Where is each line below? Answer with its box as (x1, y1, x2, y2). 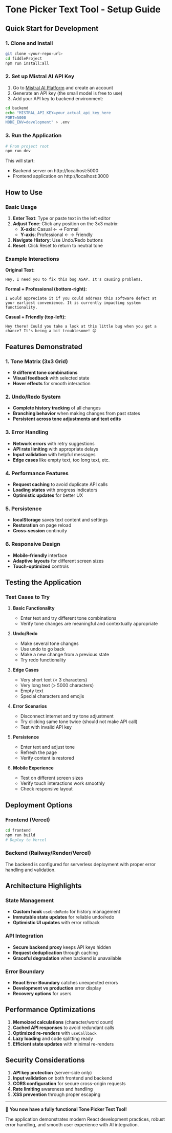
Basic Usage (5, 203, 37, 210)
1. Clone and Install (5, 40, 53, 47)
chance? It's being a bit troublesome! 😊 (5, 328, 97, 334)
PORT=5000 (5, 115, 27, 120)
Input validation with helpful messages (12, 451, 96, 457)
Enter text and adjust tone (20, 744, 75, 750)
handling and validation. (5, 867, 56, 873)
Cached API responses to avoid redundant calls (12, 1024, 115, 1031)
